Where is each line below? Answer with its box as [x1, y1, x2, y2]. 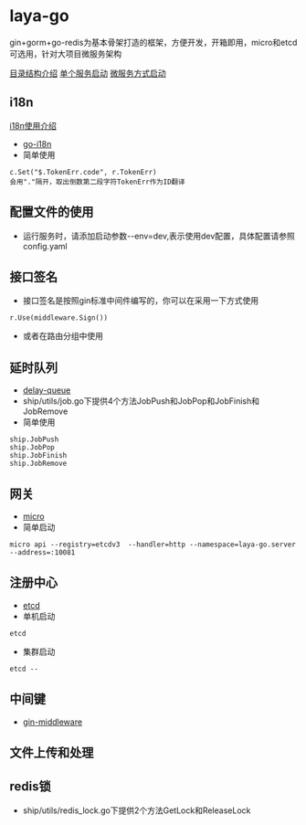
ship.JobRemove [9, 459, 68, 469]
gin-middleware [22, 716, 83, 727]
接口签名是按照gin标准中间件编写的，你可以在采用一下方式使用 [22, 295, 259, 306]
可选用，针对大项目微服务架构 [9, 48, 121, 59]
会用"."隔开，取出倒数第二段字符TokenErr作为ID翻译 [9, 177, 185, 186]
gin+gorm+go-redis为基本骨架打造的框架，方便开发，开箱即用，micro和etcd [9, 37, 298, 48]
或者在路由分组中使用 [22, 331, 103, 342]
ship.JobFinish [9, 451, 68, 460]
